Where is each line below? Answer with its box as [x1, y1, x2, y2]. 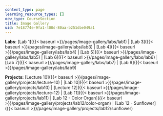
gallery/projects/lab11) [5, 95, 49, 101]
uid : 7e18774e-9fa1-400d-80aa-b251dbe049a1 [5, 25, 95, 30]
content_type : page [5, 7, 45, 12]
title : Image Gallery [5, 21, 49, 26]
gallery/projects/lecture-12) [5, 90, 60, 96]
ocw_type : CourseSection [5, 16, 56, 21]
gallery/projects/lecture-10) [5, 79, 60, 86]
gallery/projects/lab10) [5, 85, 50, 91]
